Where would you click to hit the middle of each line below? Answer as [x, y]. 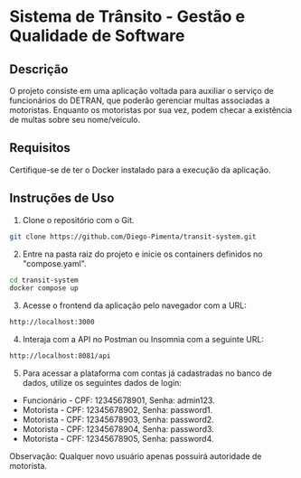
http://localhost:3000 [52, 323]
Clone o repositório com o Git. [78, 220]
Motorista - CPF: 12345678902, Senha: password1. [118, 410]
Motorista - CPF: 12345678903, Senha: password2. [118, 419]
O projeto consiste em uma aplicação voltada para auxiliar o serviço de [141, 91]
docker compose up [44, 288]
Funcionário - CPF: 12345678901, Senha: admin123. [118, 400]
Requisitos [40, 148]
